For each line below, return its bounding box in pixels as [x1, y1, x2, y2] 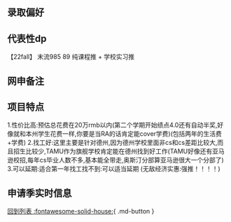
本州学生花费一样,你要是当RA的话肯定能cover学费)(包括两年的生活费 [25, 130, 223, 138]
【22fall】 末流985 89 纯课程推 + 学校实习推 [7, 53, 135, 61]
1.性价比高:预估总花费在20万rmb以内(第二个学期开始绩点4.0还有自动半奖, [7, 121, 218, 130]
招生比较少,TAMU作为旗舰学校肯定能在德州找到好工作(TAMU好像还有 [13, 147, 213, 155]
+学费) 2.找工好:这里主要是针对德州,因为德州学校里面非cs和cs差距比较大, [7, 139, 218, 147]
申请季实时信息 [7, 187, 72, 199]
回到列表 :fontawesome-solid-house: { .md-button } [7, 207, 155, 216]
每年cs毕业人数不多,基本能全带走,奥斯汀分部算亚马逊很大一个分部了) [27, 156, 224, 165]
